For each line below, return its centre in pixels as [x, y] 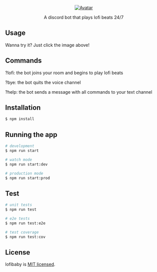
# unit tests [19, 205]
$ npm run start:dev [27, 164]
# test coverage [22, 232]
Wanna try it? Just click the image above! [47, 45]
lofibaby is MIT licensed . [30, 265]
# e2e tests [17, 218]
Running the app [31, 135]
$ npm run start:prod [28, 178]
